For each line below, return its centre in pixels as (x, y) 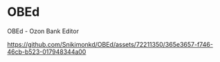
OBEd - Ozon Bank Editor (43, 31)
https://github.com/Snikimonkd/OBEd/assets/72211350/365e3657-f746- (110, 44)
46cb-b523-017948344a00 (47, 52)
